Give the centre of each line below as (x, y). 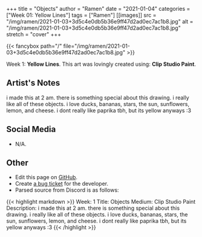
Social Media (31, 129)
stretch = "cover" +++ (34, 34)
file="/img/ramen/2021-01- (96, 46)
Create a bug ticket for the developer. (62, 184)
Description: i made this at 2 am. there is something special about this (93, 208)
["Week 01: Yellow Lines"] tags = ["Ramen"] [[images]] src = (81, 15)
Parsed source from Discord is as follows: (67, 190)
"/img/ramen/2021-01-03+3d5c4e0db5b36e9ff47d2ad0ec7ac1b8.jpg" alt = (100, 21)
